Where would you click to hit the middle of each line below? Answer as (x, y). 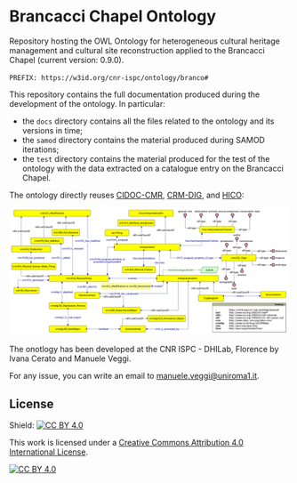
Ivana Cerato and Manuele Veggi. (70, 358)
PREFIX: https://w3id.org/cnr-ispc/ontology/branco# (109, 77)
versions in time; (52, 130)
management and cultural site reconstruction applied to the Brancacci (137, 50)
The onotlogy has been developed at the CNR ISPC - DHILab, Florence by (144, 350)
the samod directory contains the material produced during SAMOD (143, 140)
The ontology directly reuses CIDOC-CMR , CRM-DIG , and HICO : (127, 195)
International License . (49, 452)
